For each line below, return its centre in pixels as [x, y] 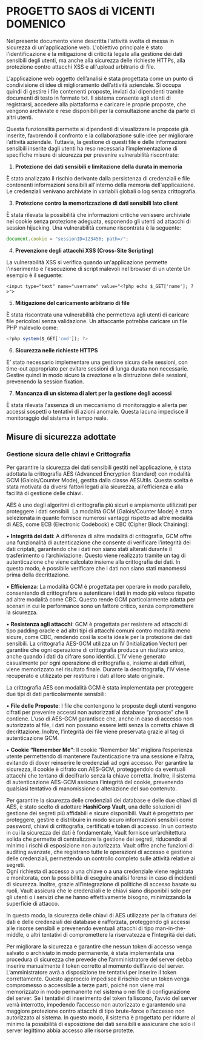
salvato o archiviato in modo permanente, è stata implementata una [90, 953]
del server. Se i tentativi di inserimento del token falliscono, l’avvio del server [102, 998]
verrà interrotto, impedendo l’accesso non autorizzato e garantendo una [96, 1005]
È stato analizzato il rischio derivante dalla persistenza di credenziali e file [98, 178]
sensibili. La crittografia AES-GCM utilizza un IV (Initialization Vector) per [97, 644]
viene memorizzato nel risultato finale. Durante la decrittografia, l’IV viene [98, 669]
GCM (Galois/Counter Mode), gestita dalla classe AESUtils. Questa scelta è [100, 481]
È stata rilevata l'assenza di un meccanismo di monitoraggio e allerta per [97, 405]
